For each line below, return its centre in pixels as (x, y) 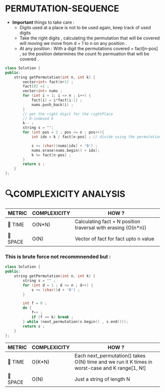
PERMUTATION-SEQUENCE (62, 9)
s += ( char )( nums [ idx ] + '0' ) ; (64, 146)
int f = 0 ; (35, 303)
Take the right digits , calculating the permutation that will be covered (90, 38)
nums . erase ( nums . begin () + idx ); (65, 150)
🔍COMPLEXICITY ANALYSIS (65, 194)
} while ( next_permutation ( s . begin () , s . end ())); (76, 321)
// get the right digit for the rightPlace (68, 114)
